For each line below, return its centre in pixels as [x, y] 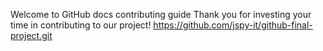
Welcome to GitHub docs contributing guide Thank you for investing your [161, 14]
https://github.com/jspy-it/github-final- [233, 25]
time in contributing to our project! [81, 25]
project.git [31, 35]
